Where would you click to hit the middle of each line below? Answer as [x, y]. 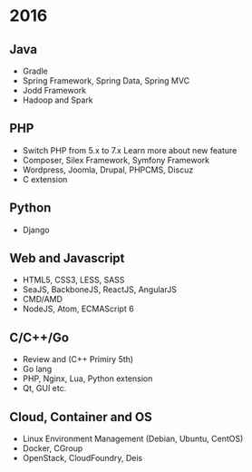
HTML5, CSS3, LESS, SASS [73, 280]
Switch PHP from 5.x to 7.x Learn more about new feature [130, 150]
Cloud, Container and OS [81, 417]
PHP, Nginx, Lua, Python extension [87, 379]
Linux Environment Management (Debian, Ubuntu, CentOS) [133, 439]
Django [36, 230]
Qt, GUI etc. [44, 388]
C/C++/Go [39, 337]
